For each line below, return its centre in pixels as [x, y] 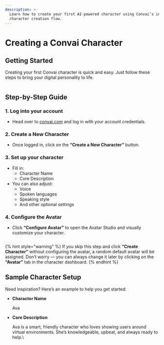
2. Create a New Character [37, 134]
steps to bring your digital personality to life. [49, 77]
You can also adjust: [32, 184]
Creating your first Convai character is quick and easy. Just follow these [78, 72]
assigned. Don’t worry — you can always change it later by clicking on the [80, 257]
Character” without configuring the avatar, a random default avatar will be [80, 251]
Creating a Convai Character [64, 43]
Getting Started [29, 61]
